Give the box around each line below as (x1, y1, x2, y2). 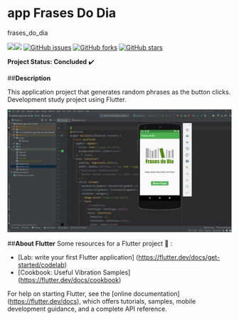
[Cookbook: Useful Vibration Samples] (17, 268, 131, 277)
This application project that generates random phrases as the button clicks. (7, 87, 231, 96)
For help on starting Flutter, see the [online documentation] (7, 289, 180, 298)
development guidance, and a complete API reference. (7, 304, 167, 313)
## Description (7, 73, 51, 82)
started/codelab (17, 260, 65, 269)
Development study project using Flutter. (7, 95, 127, 104)
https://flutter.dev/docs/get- (138, 252, 221, 261)
